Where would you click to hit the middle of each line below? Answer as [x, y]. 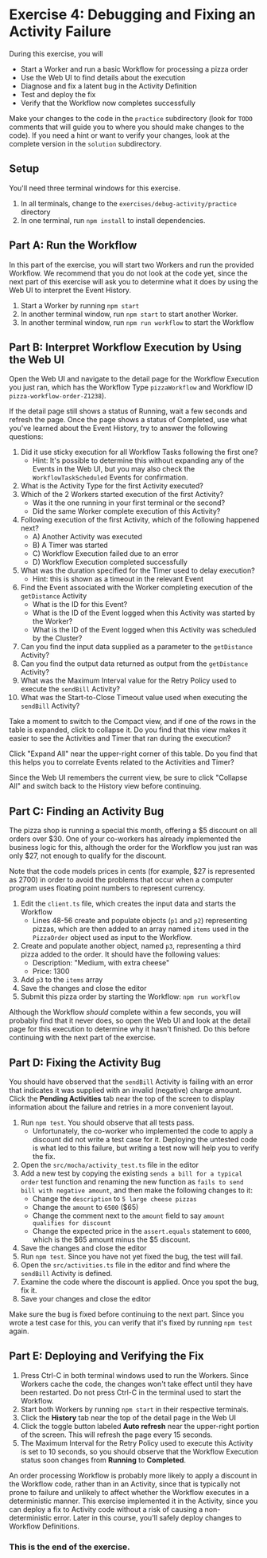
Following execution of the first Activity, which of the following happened [140, 520]
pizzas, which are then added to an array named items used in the [141, 929]
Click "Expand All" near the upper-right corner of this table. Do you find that [133, 754]
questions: [26, 436]
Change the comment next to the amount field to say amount [129, 1215]
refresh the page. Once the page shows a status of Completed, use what [128, 420]
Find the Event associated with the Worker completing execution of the [137, 588]
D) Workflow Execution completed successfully [110, 562]
